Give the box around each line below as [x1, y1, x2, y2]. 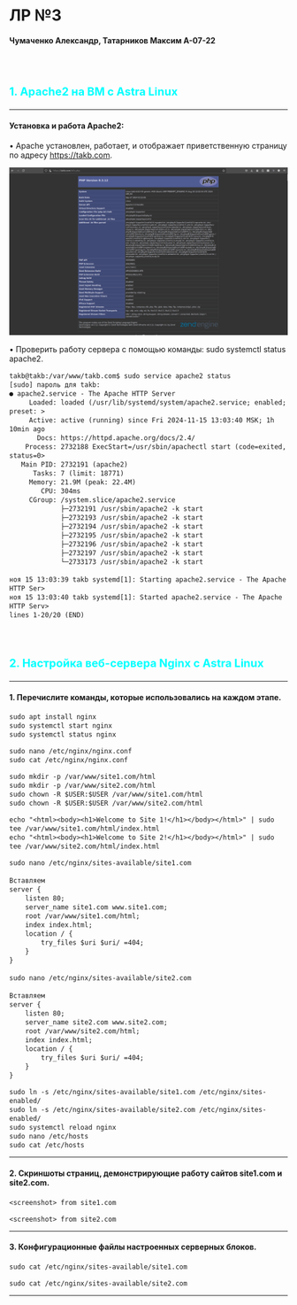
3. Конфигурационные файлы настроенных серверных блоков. [9, 1241, 257, 1253]
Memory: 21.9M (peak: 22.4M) [28, 478, 137, 487]
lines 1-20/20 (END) [9, 611, 86, 620]
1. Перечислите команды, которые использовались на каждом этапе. [9, 691, 282, 702]
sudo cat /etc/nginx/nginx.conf [9, 756, 128, 765]
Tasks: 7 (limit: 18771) [32, 469, 125, 478]
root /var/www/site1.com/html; [25, 912, 141, 921]
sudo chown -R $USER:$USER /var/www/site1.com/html [9, 790, 203, 799]
